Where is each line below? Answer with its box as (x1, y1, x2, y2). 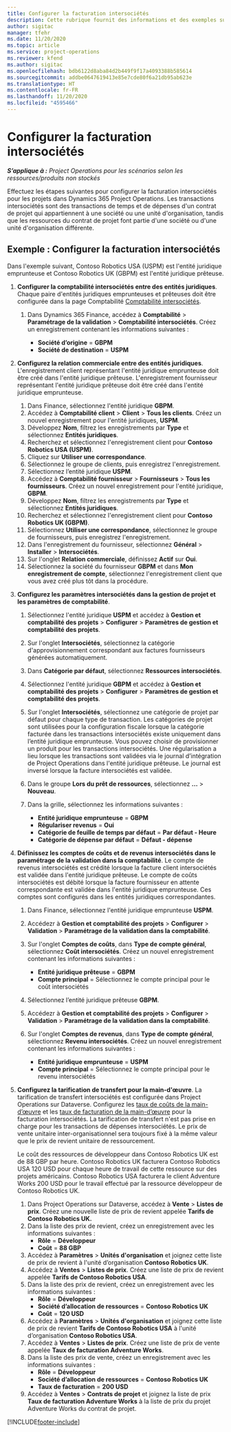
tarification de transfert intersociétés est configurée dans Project (16, 1092, 201, 1101)
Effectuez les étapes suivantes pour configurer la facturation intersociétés (7, 187, 217, 195)
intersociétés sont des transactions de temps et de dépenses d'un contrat (7, 201, 217, 210)
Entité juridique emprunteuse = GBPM (37, 813, 149, 822)
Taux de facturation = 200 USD (37, 1383, 129, 1391)
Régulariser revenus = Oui (37, 821, 115, 829)
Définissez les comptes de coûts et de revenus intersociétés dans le (16, 848, 217, 857)
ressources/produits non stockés (7, 173, 101, 182)
